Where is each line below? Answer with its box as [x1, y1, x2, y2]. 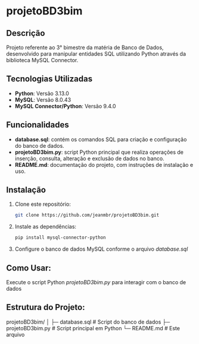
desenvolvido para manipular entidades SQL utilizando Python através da [6, 50, 186, 57]
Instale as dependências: [14, 223, 76, 230]
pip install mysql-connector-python [14, 235, 106, 241]
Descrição [6, 28, 45, 38]
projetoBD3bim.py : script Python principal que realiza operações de [14, 148, 184, 156]
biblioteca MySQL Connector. [6, 57, 79, 63]
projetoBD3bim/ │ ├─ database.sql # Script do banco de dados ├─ [6, 318, 170, 325]
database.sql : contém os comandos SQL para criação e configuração [14, 136, 187, 143]
